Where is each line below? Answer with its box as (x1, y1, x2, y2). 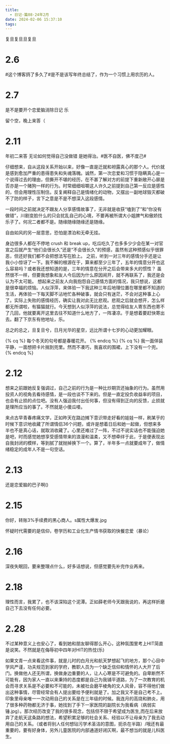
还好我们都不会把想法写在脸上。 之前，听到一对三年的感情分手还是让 (18, 253, 162, 259)
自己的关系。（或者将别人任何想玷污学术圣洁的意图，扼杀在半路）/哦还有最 (9, 721, 164, 727)
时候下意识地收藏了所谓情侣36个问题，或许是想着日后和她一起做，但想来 (5, 421, 157, 427)
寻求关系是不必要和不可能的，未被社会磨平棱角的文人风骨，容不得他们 (14, 683, 160, 689)
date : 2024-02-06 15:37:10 (5, 17, 62, 22)
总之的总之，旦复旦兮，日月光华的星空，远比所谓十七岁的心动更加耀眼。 (5, 327, 156, 333)
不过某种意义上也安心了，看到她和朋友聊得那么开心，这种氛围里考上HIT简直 (5, 640, 163, 646)
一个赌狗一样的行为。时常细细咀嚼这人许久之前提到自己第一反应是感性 (18, 183, 165, 189)
